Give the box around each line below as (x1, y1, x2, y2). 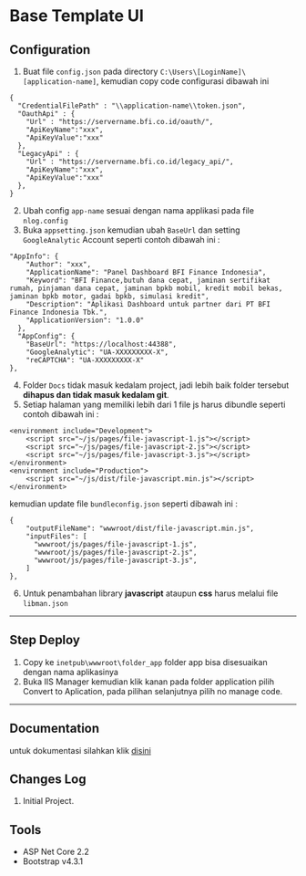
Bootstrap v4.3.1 (22, 856, 84, 867)
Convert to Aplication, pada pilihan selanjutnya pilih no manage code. (22, 685, 283, 696)
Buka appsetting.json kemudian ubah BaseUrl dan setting (22, 224, 240, 235)
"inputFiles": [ (25, 532, 88, 541)
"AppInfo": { (9, 252, 59, 261)
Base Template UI (9, 5, 144, 26)
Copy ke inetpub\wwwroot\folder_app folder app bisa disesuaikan (22, 656, 268, 667)
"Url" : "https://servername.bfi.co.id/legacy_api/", (25, 157, 234, 166)
